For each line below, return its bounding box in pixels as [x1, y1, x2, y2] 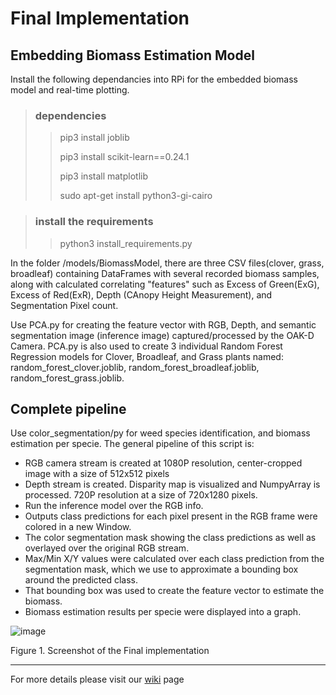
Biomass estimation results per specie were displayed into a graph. [24, 606, 302, 618]
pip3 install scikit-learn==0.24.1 [59, 151, 190, 163]
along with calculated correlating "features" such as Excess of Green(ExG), [10, 278, 320, 290]
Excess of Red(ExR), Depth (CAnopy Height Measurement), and [10, 288, 273, 301]
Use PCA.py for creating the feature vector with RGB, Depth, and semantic [10, 318, 317, 331]
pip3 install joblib [59, 132, 130, 144]
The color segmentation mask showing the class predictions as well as [24, 532, 317, 544]
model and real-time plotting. [10, 84, 130, 96]
